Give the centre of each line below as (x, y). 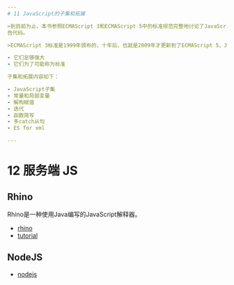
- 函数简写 (21, 115)
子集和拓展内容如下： (33, 77)
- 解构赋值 (21, 102)
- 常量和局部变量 (29, 96)
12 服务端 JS (42, 171)
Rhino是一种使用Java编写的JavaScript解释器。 (74, 214)
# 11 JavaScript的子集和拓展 (46, 14)
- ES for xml (26, 128)
